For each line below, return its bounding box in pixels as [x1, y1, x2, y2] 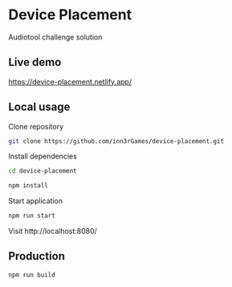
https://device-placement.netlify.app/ [8, 76, 132, 86]
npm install [8, 182, 48, 190]
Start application [8, 196, 63, 206]
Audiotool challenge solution [8, 32, 103, 42]
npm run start [8, 211, 56, 220]
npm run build [8, 271, 56, 279]
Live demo [8, 55, 62, 69]
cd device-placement [8, 167, 78, 175]
